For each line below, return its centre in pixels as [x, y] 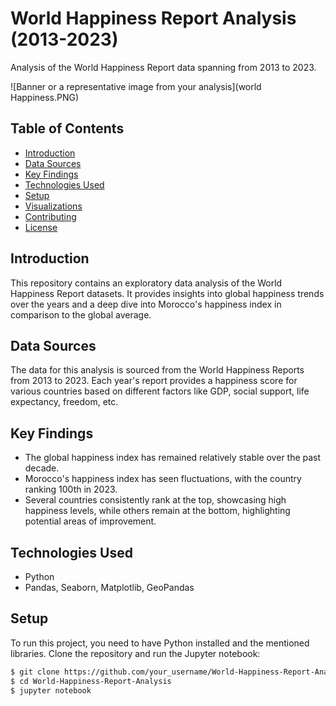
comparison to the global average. [81, 314]
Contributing [50, 216]
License [41, 227]
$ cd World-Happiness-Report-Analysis [91, 681]
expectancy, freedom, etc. [64, 402]
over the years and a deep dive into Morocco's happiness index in [146, 304]
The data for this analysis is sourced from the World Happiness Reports [157, 370]
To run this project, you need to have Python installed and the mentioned [160, 643]
